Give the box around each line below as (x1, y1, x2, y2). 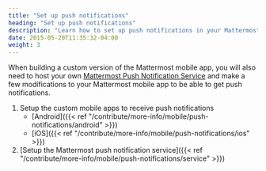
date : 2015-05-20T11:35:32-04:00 (8, 33, 119, 42)
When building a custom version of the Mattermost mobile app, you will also (8, 63, 256, 72)
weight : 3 (8, 41, 41, 49)
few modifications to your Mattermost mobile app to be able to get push (8, 80, 243, 89)
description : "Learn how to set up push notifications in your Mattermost (8, 26, 260, 34)
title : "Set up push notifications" (8, 11, 129, 20)
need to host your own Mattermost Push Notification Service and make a (8, 71, 245, 81)
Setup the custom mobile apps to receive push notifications (19, 104, 215, 113)
